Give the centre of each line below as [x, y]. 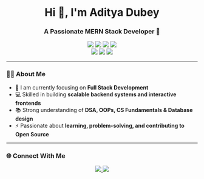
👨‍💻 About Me [26, 74]
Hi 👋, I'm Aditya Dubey [102, 12]
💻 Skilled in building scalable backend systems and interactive [96, 94]
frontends [28, 103]
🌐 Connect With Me [36, 156]
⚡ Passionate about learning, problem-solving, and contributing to [100, 125]
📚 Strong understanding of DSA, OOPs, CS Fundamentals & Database [104, 110]
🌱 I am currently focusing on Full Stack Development [82, 87]
